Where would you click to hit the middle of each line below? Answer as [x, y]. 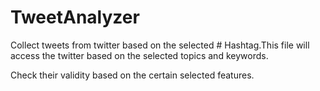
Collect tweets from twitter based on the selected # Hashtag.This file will [160, 45]
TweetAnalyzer [75, 17]
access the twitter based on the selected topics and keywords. [139, 55]
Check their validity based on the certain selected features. [132, 75]
